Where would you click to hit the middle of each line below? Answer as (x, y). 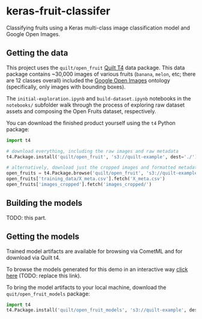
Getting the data (37, 53)
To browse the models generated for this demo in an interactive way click (97, 269)
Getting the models (43, 237)
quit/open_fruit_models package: (48, 294)
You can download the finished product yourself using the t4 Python (91, 123)
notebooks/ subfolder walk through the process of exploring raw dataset (96, 105)
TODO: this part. (26, 217)
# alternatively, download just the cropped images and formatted (91, 168)
